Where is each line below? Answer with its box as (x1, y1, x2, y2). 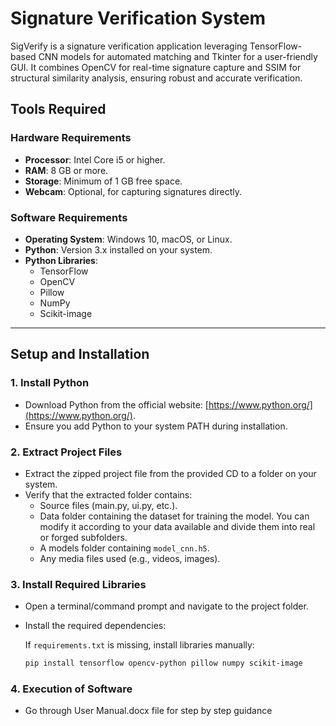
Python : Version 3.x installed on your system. (24, 243, 213, 256)
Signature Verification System (10, 7, 267, 30)
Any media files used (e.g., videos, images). (39, 552, 221, 564)
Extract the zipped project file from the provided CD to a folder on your (24, 467, 317, 479)
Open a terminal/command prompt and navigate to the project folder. (24, 600, 309, 612)
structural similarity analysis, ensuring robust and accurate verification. (10, 72, 303, 84)
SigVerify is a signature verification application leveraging (10, 40, 248, 52)
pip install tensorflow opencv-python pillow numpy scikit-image (24, 658, 303, 669)
